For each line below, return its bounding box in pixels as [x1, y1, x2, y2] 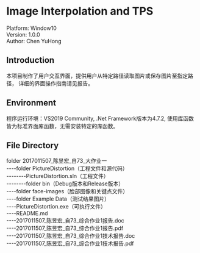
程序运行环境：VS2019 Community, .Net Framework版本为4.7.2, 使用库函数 [6, 115, 194, 122]
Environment [6, 98, 57, 108]
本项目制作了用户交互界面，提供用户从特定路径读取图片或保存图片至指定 [6, 72, 188, 79]
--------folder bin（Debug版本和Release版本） [6, 180, 124, 187]
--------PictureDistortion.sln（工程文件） [6, 173, 109, 180]
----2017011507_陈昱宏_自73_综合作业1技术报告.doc [6, 232, 135, 240]
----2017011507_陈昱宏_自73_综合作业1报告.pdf [6, 224, 124, 232]
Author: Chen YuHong [6, 37, 62, 45]
